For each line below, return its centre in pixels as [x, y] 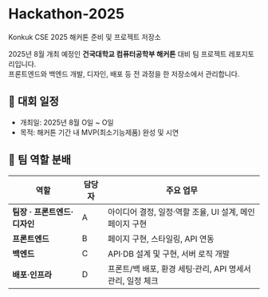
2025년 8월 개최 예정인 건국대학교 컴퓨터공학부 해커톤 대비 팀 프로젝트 [118, 53]
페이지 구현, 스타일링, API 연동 [161, 239]
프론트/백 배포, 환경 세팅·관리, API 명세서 [179, 268]
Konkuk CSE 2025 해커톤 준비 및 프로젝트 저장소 [85, 37]
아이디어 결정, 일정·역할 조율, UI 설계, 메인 [181, 212]
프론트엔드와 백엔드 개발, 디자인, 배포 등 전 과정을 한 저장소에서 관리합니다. [124, 73]
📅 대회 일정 [34, 102]
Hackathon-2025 [67, 14]
